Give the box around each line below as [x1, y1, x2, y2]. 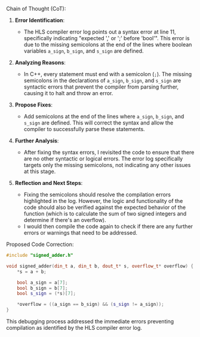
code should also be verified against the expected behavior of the [23, 204, 186, 211]
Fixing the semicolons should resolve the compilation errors [23, 191, 171, 198]
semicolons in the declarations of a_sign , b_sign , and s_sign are [23, 77, 181, 84]
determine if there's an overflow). [23, 217, 106, 223]
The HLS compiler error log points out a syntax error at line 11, [23, 28, 176, 35]
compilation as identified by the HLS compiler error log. [6, 324, 142, 331]
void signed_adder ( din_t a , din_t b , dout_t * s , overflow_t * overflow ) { [6, 263, 194, 269]
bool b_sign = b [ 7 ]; [17, 285, 68, 291]
